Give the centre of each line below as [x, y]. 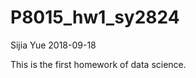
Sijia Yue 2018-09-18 [53, 45]
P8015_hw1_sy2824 [95, 17]
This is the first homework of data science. [98, 64]
